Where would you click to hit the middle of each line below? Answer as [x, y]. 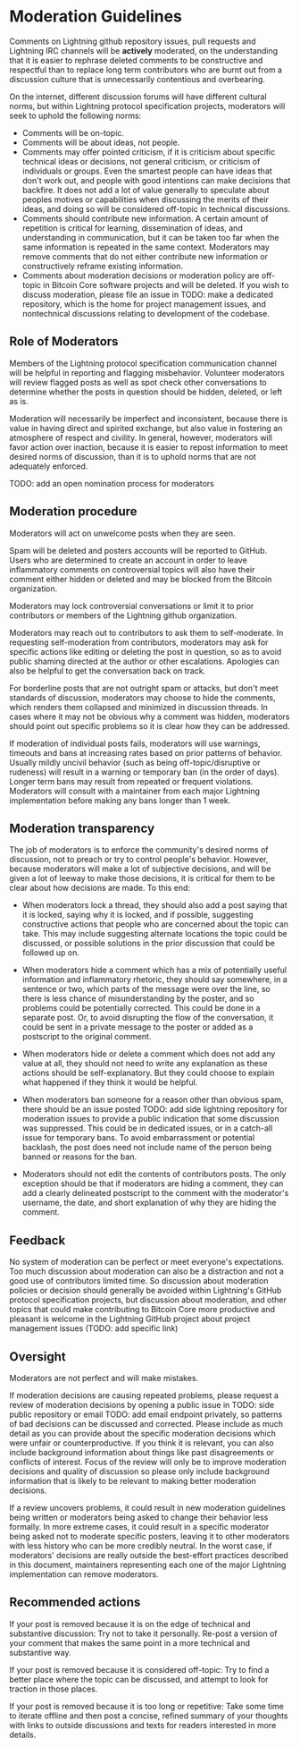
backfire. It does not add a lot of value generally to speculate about [146, 190]
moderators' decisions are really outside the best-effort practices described [149, 1555]
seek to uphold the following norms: [75, 115]
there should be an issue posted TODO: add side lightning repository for [154, 1109]
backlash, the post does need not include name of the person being [147, 1148]
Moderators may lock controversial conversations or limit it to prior [132, 606]
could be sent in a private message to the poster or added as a [137, 1027]
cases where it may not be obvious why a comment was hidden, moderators [150, 717]
